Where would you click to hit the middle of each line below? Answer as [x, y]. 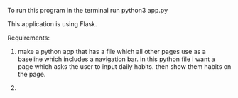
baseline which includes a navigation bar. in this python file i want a [116, 59]
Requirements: [28, 38]
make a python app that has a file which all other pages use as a [112, 51]
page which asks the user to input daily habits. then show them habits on [124, 66]
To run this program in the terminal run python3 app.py [88, 10]
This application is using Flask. [52, 24]
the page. [32, 74]
